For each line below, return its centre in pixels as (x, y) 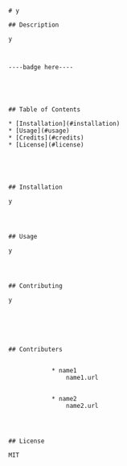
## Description (34, 25)
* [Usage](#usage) (39, 131)
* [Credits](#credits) (46, 138)
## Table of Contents (45, 110)
